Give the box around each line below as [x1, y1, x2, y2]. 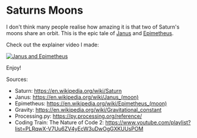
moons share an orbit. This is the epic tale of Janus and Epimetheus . [6, 29, 174, 36]
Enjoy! [6, 64, 22, 71]
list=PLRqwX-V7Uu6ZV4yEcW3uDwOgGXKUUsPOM [14, 125, 144, 132]
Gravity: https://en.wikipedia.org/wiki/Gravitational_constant [14, 106, 162, 113]
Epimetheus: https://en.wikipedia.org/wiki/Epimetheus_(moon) [14, 99, 167, 107]
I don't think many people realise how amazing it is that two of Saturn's [6, 23, 180, 30]
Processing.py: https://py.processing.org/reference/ [14, 112, 142, 120]
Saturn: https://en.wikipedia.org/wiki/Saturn [14, 87, 122, 94]
